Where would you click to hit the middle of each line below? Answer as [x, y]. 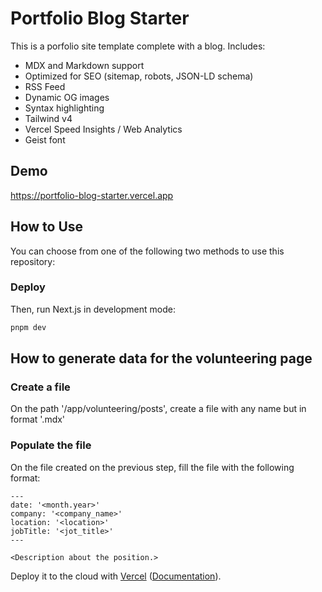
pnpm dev [28, 327]
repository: [33, 261]
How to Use [47, 227]
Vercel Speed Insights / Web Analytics [103, 129]
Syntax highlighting [64, 108]
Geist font [45, 139]
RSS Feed [45, 86]
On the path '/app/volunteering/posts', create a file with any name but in [158, 409]
